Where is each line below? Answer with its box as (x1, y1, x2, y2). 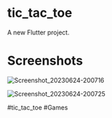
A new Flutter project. (7, 28, 70, 37)
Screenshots (7, 53, 83, 69)
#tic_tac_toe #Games (7, 103, 69, 112)
